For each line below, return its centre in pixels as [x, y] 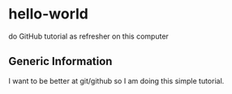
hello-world [49, 14]
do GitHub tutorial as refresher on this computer [88, 36]
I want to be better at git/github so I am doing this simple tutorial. [116, 80]
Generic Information [60, 61]
